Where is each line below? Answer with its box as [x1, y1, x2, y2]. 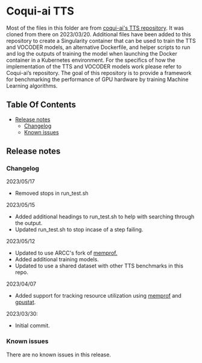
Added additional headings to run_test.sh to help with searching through [14, 213, 195, 220]
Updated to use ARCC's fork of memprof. [14, 249, 118, 257]
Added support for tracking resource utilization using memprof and [14, 292, 182, 299]
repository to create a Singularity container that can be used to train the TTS [6, 37, 196, 44]
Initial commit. [14, 322, 50, 329]
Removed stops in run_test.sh [14, 189, 89, 197]
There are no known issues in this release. [6, 351, 112, 358]
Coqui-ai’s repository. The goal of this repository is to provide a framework [6, 69, 192, 76]
